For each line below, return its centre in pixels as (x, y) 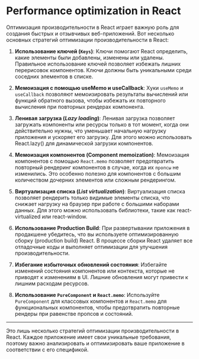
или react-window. (65, 216)
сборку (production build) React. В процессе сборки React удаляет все (104, 240)
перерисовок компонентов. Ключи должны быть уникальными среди (103, 70)
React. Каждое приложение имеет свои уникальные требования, (89, 337)
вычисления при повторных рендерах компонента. (80, 106)
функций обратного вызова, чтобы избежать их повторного (90, 100)
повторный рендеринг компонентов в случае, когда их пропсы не (97, 167)
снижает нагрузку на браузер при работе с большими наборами (97, 204)
